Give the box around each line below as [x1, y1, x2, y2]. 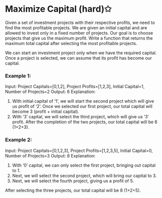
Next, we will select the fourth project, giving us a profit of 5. [12, 177, 134, 184]
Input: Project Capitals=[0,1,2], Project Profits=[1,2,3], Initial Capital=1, [5, 84, 145, 89]
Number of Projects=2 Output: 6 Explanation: [5, 89, 96, 95]
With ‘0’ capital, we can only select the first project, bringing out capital [12, 162, 156, 168]
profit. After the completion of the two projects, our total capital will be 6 [12, 119, 158, 125]
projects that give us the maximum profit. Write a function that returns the [5, 35, 153, 41]
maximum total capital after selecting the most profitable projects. [5, 40, 138, 46]
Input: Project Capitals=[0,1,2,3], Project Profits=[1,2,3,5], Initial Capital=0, [5, 148, 153, 154]
